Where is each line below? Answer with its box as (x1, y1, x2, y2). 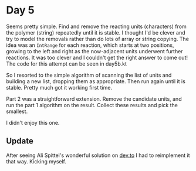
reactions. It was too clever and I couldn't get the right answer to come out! (6, 54, 188, 61)
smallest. (6, 108, 28, 115)
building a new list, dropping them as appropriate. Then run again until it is (6, 77, 186, 85)
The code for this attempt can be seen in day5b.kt (6, 60, 127, 67)
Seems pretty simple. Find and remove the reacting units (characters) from (6, 23, 187, 30)
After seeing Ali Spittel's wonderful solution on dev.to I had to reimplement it (6, 152, 190, 159)
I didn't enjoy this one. (6, 119, 60, 126)
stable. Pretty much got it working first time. (6, 84, 113, 91)
